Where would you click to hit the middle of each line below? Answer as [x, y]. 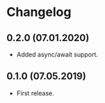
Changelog [39, 12]
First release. [35, 93]
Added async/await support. [57, 54]
